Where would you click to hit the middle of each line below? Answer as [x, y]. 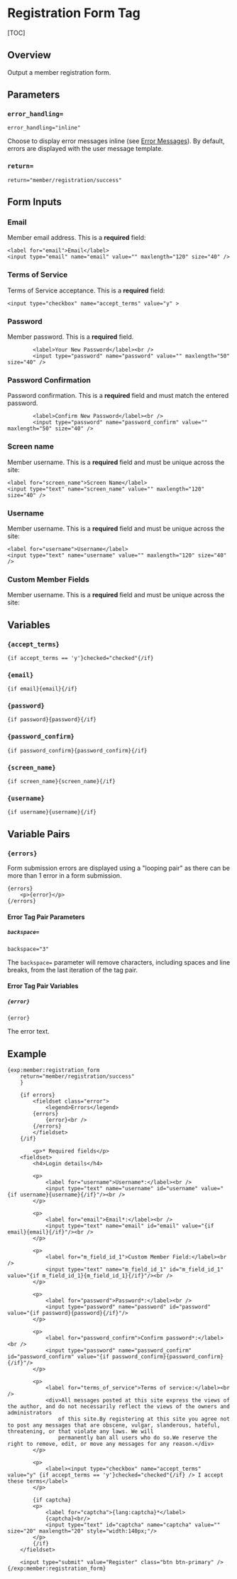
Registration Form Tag [74, 13]
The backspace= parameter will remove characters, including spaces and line [119, 962]
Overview [29, 55]
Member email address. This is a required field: [77, 238]
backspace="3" [28, 949]
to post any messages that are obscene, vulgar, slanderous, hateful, [114, 1425]
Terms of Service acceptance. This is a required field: [86, 290]
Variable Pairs [39, 834]
